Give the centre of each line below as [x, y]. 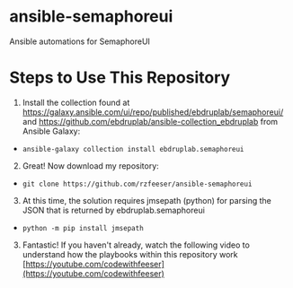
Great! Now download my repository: [90, 166]
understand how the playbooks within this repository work [130, 254]
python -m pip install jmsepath [83, 228]
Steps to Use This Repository [120, 78]
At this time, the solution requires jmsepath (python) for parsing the [147, 200]
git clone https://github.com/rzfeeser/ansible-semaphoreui [137, 184]
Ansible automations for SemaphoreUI [80, 41]
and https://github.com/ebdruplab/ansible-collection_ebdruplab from [150, 121]
